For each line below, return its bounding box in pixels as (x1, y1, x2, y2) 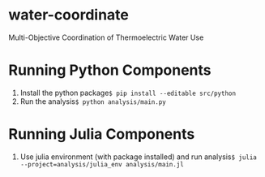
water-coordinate (8, 6, 130, 24)
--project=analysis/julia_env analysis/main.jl (19, 160, 184, 168)
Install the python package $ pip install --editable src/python (19, 88, 237, 97)
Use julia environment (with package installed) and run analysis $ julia (19, 152, 258, 162)
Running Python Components (8, 61, 212, 80)
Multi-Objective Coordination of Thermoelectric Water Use (8, 32, 204, 42)
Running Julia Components (8, 125, 195, 144)
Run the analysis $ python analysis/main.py (19, 96, 166, 106)
